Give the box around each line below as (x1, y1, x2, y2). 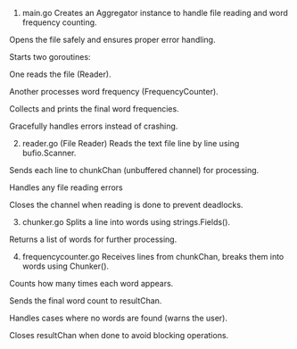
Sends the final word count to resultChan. (9, 295, 162, 306)
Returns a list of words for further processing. (9, 234, 177, 245)
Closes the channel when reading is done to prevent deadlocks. (9, 200, 243, 210)
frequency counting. (21, 17, 97, 28)
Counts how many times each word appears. (9, 278, 174, 288)
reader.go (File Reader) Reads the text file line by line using (21, 138, 240, 148)
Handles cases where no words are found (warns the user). (9, 312, 227, 323)
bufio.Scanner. (21, 147, 77, 158)
